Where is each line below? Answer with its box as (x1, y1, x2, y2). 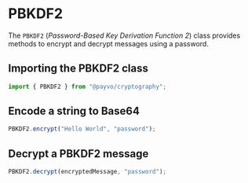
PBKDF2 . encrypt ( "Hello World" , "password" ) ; (8, 125, 156, 134)
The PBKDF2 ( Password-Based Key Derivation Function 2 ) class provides (8, 31, 241, 40)
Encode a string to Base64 (8, 104, 140, 118)
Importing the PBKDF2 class (8, 62, 149, 75)
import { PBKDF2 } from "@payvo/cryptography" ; (8, 82, 167, 90)
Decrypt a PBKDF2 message (8, 147, 149, 160)
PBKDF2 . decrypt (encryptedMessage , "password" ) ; (8, 168, 167, 176)
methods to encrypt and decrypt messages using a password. (8, 38, 210, 48)
